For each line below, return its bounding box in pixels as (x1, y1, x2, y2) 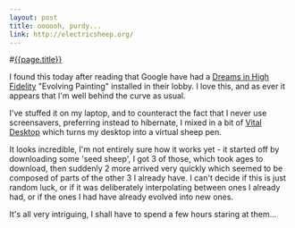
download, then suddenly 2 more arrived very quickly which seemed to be (9, 163, 283, 174)
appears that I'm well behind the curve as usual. (9, 90, 186, 101)
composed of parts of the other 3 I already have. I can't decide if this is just (9, 173, 286, 183)
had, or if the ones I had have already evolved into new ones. (9, 191, 234, 202)
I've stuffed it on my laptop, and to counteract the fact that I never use (9, 108, 267, 119)
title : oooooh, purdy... (9, 21, 102, 30)
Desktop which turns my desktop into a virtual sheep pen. (9, 127, 222, 138)
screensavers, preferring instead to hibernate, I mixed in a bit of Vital (9, 117, 262, 128)
